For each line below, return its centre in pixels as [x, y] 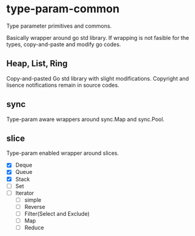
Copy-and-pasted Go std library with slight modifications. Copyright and [97, 78]
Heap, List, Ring [37, 64]
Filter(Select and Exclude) [57, 213]
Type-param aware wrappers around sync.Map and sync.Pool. [86, 119]
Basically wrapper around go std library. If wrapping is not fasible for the [98, 37]
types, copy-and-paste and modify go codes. [64, 44]
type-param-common [63, 9]
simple [33, 200]
